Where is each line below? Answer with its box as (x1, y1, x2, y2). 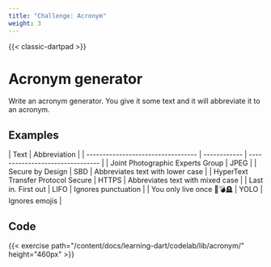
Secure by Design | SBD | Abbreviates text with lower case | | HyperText (8, 167, 248, 177)
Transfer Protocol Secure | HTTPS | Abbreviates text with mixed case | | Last (8, 175, 264, 186)
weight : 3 (8, 19, 42, 27)
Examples (8, 128, 59, 142)
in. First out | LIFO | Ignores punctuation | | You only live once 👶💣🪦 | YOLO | (8, 185, 263, 194)
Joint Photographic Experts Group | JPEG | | (110, 158, 257, 168)
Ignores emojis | (8, 196, 62, 206)
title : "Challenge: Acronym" (8, 11, 107, 20)
